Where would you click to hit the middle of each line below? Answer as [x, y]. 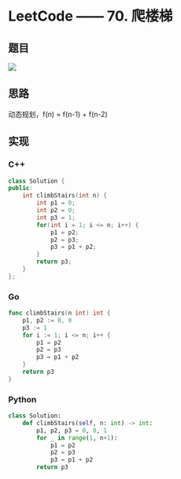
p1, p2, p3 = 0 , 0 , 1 [72, 430]
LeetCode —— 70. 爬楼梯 [90, 16]
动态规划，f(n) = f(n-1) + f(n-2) [58, 114]
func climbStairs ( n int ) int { [59, 313]
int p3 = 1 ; [56, 217]
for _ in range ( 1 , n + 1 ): [77, 438]
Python [22, 399]
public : [21, 188]
